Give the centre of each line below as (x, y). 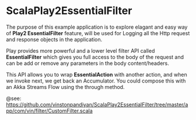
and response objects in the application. (54, 39)
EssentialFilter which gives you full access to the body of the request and (95, 57)
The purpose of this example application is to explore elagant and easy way (97, 27)
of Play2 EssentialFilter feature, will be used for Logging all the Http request (98, 33)
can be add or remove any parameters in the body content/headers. (87, 63)
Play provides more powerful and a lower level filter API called (80, 50)
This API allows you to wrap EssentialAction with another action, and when (97, 74)
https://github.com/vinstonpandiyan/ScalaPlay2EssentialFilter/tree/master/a (97, 104)
